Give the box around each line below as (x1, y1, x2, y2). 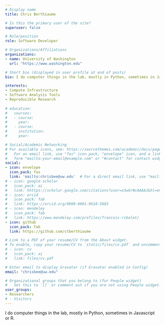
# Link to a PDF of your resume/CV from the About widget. (5, 238, 129, 243)
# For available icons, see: (5, 147, 65, 152)
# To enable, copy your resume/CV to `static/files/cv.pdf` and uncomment (5, 242, 162, 248)
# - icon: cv (5, 247, 32, 252)
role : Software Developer (5, 39, 58, 44)
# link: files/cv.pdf (5, 256, 54, 261)
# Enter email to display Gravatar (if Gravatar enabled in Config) (5, 265, 148, 270)
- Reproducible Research (5, 97, 56, 102)
